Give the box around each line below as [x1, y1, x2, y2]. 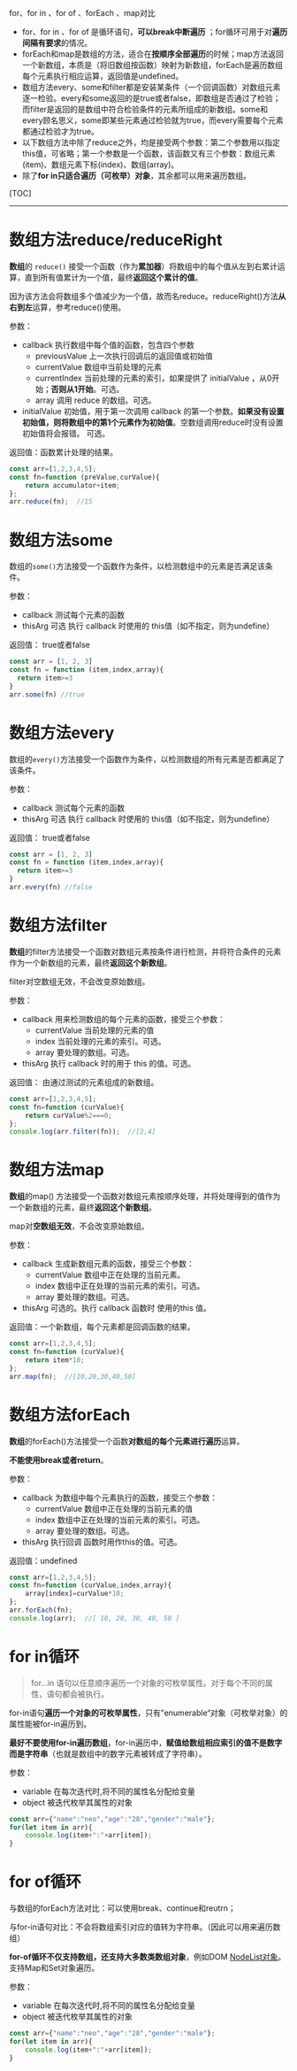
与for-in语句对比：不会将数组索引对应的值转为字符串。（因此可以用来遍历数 [9, 1921, 281, 1932]
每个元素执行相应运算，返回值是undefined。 [21, 71, 184, 81]
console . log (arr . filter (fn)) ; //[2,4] [9, 1128, 156, 1136]
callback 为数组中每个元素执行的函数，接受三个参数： [21, 1492, 218, 1503]
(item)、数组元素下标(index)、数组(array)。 [21, 159, 179, 170]
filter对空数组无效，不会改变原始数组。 [9, 976, 150, 987]
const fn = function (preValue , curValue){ [9, 473, 161, 481]
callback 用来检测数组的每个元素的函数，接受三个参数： [21, 1013, 225, 1024]
